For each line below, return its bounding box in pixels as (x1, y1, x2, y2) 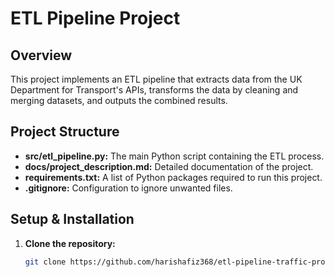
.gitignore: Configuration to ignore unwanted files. (24, 182, 233, 194)
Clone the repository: (24, 237, 116, 249)
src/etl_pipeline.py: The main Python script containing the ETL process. (24, 150, 325, 162)
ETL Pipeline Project (10, 7, 181, 30)
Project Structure (10, 123, 120, 141)
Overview (10, 47, 73, 64)
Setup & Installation (10, 211, 135, 228)
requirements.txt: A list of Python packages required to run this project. (24, 171, 323, 183)
